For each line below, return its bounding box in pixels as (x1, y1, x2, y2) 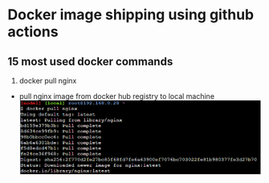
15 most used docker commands (7, 55, 173, 68)
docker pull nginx (18, 76, 77, 85)
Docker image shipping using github (7, 6, 255, 24)
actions (7, 22, 59, 41)
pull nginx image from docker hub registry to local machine (18, 91, 214, 101)
